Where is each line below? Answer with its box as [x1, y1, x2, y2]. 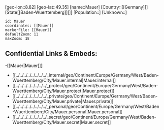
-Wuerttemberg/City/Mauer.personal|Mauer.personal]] [12, 108, 123, 115]
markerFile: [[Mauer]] [5, 28, 52, 32]
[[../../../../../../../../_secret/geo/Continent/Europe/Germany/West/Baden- [12, 114, 157, 120]
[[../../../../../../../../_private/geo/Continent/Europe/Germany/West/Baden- [12, 93, 158, 99]
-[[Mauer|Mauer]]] [5, 63, 43, 68]
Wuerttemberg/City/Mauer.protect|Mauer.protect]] [12, 88, 115, 94]
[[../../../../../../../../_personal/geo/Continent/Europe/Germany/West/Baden [12, 103, 160, 109]
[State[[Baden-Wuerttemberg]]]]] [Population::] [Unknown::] [5, 9, 127, 15]
